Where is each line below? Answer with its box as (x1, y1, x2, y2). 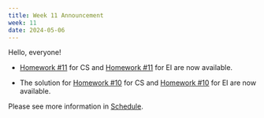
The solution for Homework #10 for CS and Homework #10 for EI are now (19, 78, 257, 87)
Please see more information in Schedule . (8, 101, 143, 111)
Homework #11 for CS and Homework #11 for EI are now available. (19, 63, 233, 72)
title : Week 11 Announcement (8, 11, 104, 20)
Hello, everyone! (8, 48, 61, 57)
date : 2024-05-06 (8, 26, 65, 34)
